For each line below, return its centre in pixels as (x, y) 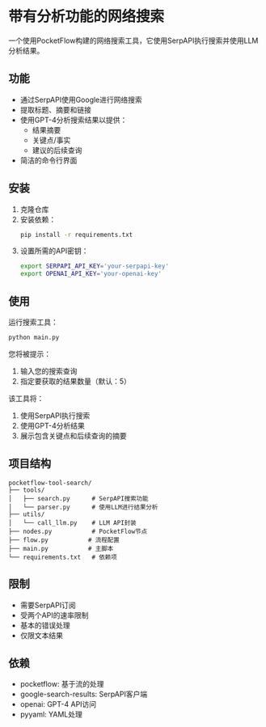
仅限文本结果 (41, 635)
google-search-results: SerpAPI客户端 (84, 694)
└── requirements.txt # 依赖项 (63, 557)
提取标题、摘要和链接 (55, 109)
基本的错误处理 (45, 625)
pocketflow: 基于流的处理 (62, 684)
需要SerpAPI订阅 (48, 605)
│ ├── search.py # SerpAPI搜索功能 (78, 498)
